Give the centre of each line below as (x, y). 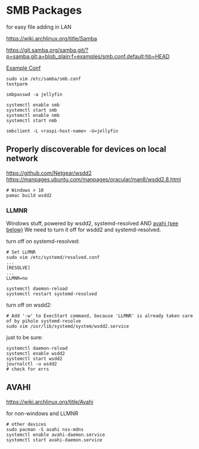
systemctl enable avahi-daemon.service (56, 435)
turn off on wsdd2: (29, 305)
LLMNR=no (17, 278)
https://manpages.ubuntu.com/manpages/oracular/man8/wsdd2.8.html (94, 179)
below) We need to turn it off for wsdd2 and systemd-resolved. (84, 230)
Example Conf (24, 68)
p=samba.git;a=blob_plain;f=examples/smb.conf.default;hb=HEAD (88, 56)
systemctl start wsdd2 (34, 359)
